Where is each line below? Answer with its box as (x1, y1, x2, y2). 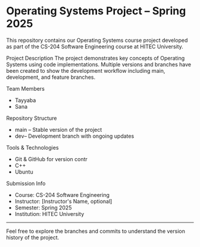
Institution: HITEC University (14, 210, 85, 217)
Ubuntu (14, 168, 34, 175)
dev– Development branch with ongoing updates (14, 132, 135, 140)
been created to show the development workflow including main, (6, 67, 165, 74)
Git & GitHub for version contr (14, 155, 88, 162)
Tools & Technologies (6, 144, 59, 151)
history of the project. (6, 234, 60, 241)
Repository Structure (6, 115, 58, 122)
